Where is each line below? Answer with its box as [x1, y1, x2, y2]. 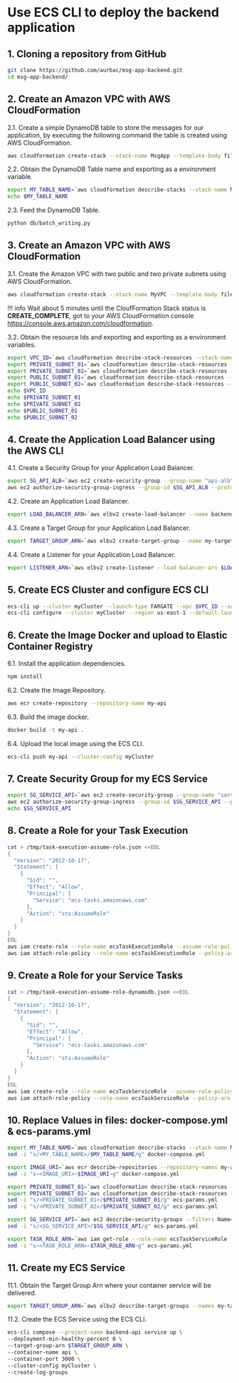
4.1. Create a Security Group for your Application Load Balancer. [7, 464, 195, 472]
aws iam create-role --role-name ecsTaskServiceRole [7, 1088, 167, 1095]
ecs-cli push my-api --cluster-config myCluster [7, 753, 154, 760]
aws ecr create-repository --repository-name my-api [7, 700, 167, 707]
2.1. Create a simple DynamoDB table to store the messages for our [7, 123, 204, 132]
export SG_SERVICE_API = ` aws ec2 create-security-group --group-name [7, 792, 215, 799]
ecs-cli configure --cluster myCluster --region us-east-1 [7, 609, 186, 617]
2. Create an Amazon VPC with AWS [7, 93, 171, 106]
